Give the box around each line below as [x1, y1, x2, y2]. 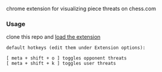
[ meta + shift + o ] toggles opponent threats [6, 55, 127, 61]
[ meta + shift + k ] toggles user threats [6, 61, 117, 67]
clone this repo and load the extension [6, 33, 100, 40]
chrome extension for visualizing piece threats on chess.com [6, 5, 157, 12]
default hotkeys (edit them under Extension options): [6, 45, 146, 51]
